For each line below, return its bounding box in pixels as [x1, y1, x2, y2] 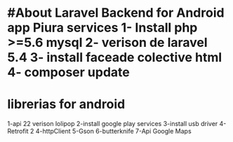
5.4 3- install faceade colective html [7, 50, 222, 66]
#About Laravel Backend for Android [7, 5, 225, 21]
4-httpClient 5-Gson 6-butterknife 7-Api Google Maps [35, 127, 192, 136]
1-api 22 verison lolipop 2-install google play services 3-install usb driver [7, 120, 218, 128]
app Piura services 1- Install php [7, 20, 198, 36]
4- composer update [7, 64, 130, 80]
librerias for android [7, 97, 126, 113]
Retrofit [7, 127, 29, 136]
